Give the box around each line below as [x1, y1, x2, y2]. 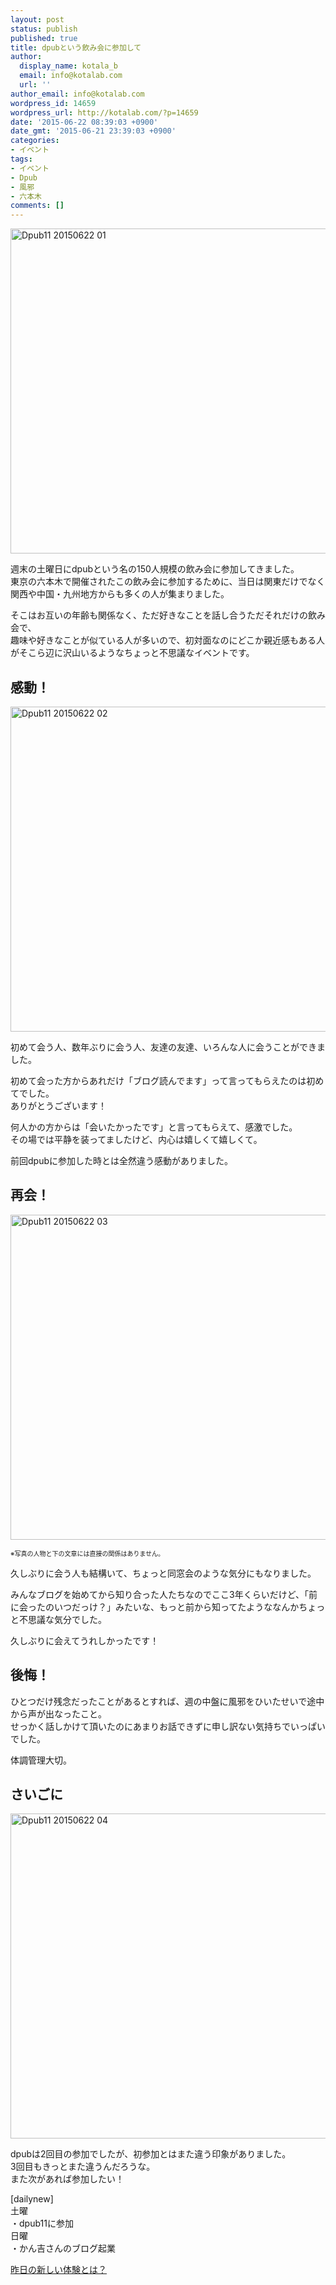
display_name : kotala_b [19, 61, 118, 71]
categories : [10, 136, 60, 146]
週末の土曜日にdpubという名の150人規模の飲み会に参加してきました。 [10, 563, 300, 575]
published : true [10, 33, 78, 43]
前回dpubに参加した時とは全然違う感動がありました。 [10, 1154, 233, 1166]
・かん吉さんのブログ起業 [10, 2242, 116, 2255]
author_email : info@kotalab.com [10, 89, 145, 99]
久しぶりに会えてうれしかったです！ [10, 1634, 160, 1646]
